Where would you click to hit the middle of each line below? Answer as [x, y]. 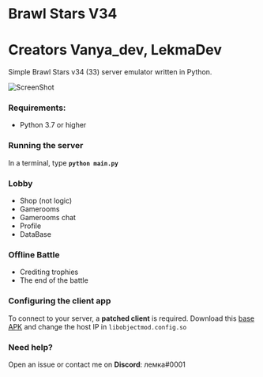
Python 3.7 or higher [53, 125]
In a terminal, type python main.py [63, 162]
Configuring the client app [60, 301]
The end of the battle [54, 280]
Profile [30, 226]
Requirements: [37, 108]
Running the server [46, 146]
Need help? [30, 347]
